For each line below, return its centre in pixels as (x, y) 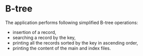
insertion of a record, (34, 32)
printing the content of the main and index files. (62, 48)
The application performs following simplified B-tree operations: (72, 22)
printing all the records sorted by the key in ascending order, (75, 42)
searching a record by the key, (44, 37)
